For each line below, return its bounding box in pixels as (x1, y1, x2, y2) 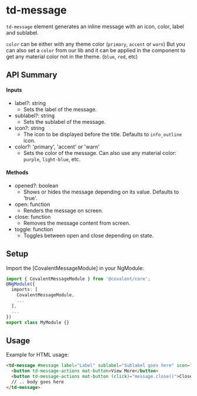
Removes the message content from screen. (23, 219, 131, 226)
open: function (14, 201, 50, 208)
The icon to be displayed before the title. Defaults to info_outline (23, 130, 182, 138)
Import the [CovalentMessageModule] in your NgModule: (6, 265, 144, 272)
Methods (6, 169, 29, 176)
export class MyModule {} (6, 319, 69, 326)
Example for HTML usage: (6, 351, 69, 358)
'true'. (23, 194, 38, 201)
